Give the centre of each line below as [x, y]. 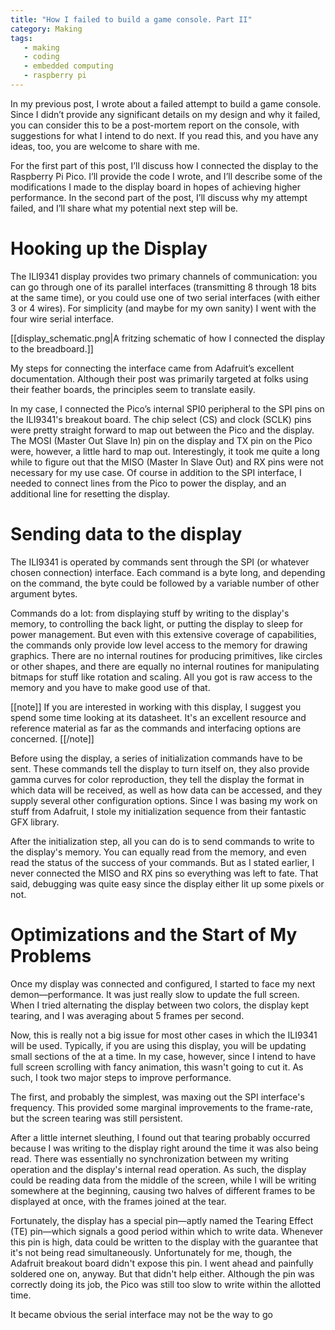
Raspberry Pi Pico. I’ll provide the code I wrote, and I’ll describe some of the [166, 176]
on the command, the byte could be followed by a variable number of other [165, 583]
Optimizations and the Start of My [154, 934]
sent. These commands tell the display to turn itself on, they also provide [160, 768]
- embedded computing [68, 66]
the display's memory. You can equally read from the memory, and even [158, 852]
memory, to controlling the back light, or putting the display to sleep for [156, 623]
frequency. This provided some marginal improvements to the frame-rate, [161, 1107]
